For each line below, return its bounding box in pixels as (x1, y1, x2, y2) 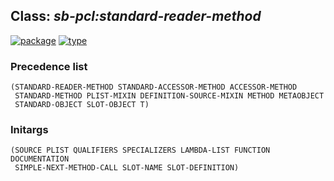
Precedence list (10, 59, 88, 73)
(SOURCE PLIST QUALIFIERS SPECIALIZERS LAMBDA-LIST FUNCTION (10, 145, 271, 156)
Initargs (10, 123, 49, 137)
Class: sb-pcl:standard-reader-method (10, 8, 262, 25)
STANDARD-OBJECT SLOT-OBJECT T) (14, 100, 150, 110)
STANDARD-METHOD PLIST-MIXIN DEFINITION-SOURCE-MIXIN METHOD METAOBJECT (14, 91, 325, 101)
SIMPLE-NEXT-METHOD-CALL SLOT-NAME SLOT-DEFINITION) (14, 163, 240, 173)
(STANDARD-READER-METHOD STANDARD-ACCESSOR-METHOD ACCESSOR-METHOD (10, 82, 298, 93)
